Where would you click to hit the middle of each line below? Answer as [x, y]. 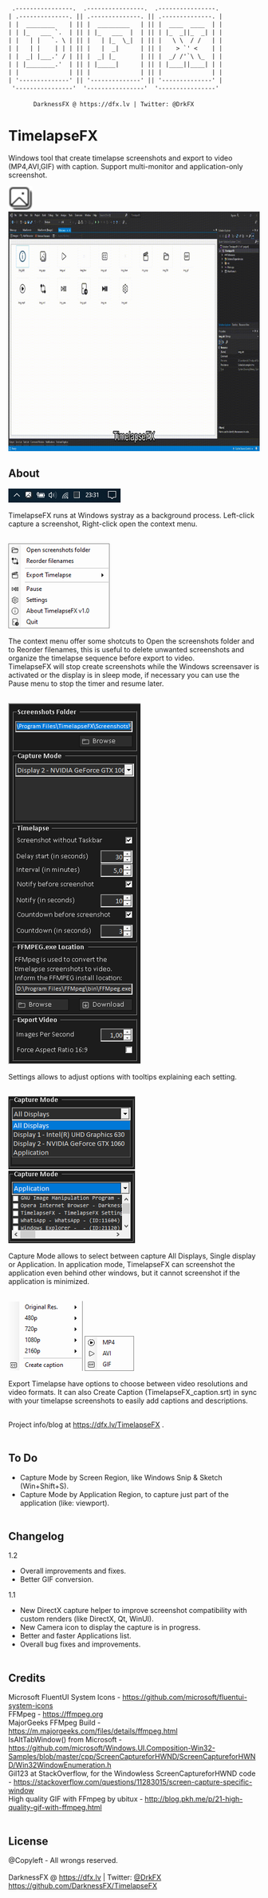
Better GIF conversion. [57, 1579]
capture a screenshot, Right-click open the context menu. [103, 524]
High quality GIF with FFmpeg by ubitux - [76, 1799]
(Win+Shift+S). [44, 1486]
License [28, 1841]
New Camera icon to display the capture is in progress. [110, 1627]
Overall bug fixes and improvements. [80, 1644]
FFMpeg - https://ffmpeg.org [56, 1714]
